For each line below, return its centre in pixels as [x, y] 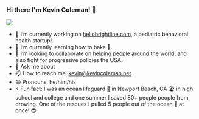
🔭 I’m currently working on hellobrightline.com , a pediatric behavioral [102, 34]
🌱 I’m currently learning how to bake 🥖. [64, 47]
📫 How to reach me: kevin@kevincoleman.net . [74, 73]
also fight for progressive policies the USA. [69, 60]
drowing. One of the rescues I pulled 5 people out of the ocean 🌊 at [100, 104]
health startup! [33, 41]
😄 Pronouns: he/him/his [45, 82]
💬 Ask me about [35, 67]
